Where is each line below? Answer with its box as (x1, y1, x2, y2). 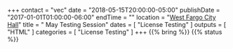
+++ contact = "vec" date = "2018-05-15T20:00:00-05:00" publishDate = (7, 6, 220, 14)
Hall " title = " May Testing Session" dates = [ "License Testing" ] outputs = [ (7, 21, 227, 28)
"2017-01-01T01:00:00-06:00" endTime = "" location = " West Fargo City (7, 13, 216, 21)
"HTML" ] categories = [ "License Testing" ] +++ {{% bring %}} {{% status (7, 28, 222, 36)
